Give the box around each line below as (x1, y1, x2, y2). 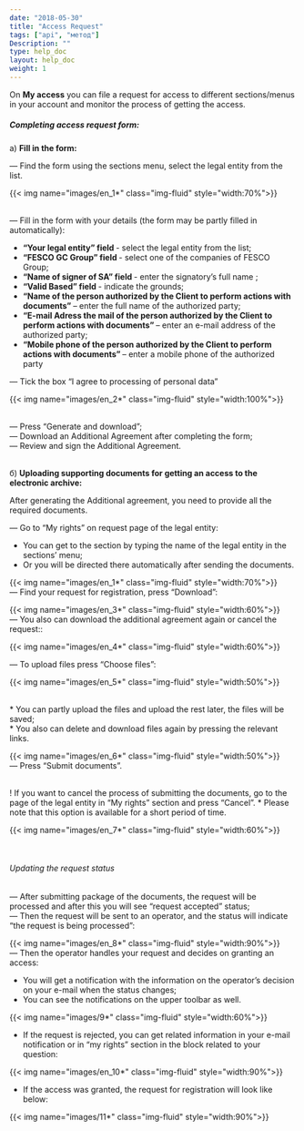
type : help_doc (9, 47, 67, 56)
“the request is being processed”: (9, 921, 135, 932)
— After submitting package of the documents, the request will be (9, 892, 257, 902)
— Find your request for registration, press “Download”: (9, 586, 218, 597)
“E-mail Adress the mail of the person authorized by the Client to (22, 310, 273, 321)
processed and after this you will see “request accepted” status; (9, 901, 250, 912)
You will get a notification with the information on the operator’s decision (22, 975, 295, 986)
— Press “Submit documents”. (9, 759, 123, 770)
